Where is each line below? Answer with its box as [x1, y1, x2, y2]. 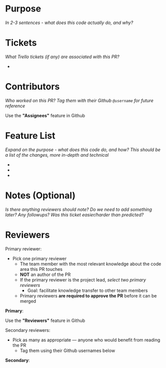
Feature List [5, 130, 55, 141]
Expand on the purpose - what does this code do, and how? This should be [5, 146, 161, 153]
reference [5, 103, 25, 109]
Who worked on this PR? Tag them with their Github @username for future [5, 97, 153, 103]
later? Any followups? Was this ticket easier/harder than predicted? [5, 211, 144, 218]
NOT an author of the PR [19, 271, 71, 277]
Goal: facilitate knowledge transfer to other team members [27, 287, 148, 293]
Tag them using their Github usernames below [19, 347, 115, 353]
